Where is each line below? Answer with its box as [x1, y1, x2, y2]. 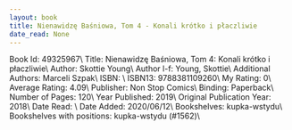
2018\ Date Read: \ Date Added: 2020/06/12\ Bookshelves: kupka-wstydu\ [9, 102, 283, 112]
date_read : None [9, 29, 70, 38]
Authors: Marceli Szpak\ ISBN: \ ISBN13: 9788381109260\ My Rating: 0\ [9, 73, 271, 84]
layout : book [9, 12, 58, 22]
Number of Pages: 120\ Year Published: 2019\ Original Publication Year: [9, 92, 271, 102]
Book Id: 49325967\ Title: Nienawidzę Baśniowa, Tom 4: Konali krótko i [9, 54, 271, 65]
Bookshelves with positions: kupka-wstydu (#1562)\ [9, 110, 201, 121]
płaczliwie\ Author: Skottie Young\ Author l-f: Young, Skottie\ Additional [9, 63, 271, 74]
